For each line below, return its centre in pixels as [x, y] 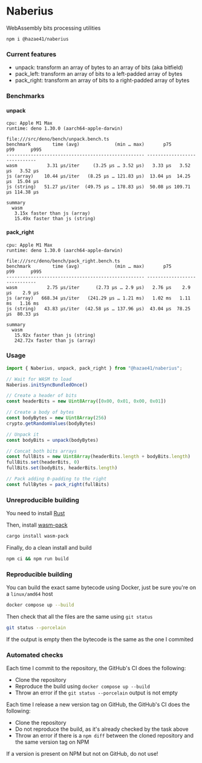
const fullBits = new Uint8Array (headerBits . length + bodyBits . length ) [98, 457]
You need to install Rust [36, 513]
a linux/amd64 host [30, 594]
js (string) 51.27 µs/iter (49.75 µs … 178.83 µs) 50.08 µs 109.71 [98, 187]
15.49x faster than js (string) [55, 219]
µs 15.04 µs [23, 182]
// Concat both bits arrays [42, 451]
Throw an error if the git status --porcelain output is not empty [96, 693]
